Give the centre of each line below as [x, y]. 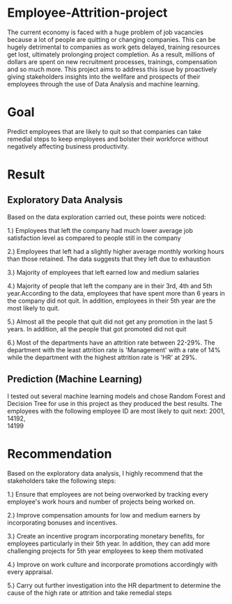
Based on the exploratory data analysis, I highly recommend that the [105, 473]
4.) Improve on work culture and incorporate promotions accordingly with [113, 564]
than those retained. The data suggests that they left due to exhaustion [109, 259]
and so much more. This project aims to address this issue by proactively [112, 69]
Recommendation [60, 454]
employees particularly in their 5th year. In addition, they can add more [109, 543]
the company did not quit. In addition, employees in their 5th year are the [111, 301]
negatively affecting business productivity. [68, 146]
